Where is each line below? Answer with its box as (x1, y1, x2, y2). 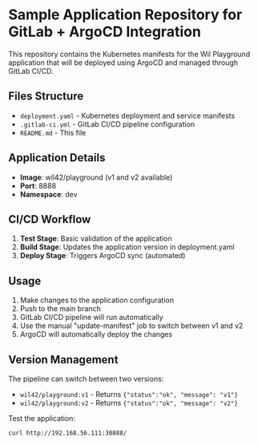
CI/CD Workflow (8, 212, 91, 226)
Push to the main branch (19, 304, 102, 314)
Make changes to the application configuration (19, 295, 175, 305)
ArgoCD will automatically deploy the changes (19, 330, 173, 339)
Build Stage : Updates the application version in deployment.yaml (19, 242, 235, 252)
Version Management (8, 353, 119, 366)
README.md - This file (19, 127, 87, 137)
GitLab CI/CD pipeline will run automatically (19, 313, 163, 322)
